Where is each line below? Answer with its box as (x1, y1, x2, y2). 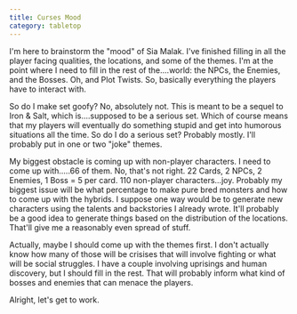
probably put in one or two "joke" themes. (9, 139, 163, 149)
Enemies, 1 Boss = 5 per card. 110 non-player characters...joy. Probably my (9, 174, 283, 185)
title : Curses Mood (9, 12, 82, 22)
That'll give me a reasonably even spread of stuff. (9, 221, 191, 232)
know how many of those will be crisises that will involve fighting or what (9, 248, 277, 259)
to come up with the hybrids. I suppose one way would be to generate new (9, 193, 284, 205)
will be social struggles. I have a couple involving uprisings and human (9, 258, 268, 269)
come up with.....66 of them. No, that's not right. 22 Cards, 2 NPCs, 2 (9, 165, 262, 176)
